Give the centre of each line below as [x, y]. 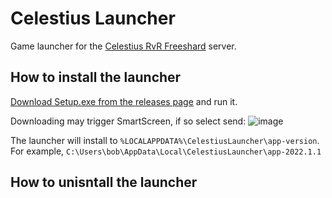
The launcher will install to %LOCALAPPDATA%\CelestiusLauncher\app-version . [165, 140]
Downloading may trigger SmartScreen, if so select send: [128, 121]
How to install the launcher [96, 77]
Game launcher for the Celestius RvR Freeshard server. [123, 46]
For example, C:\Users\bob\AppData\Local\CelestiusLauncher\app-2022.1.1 [166, 151]
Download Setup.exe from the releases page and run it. [124, 101]
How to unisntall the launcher [104, 182]
